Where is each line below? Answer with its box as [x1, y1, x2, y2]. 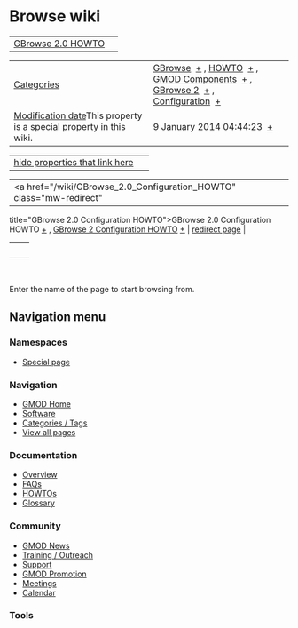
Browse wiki [9, 6, 101, 27]
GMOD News [21, 540, 70, 551]
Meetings [21, 577, 57, 588]
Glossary [21, 497, 56, 508]
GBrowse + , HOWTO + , [153, 61, 259, 74]
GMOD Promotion [21, 568, 87, 579]
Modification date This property [13, 109, 143, 122]
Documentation [9, 449, 78, 461]
